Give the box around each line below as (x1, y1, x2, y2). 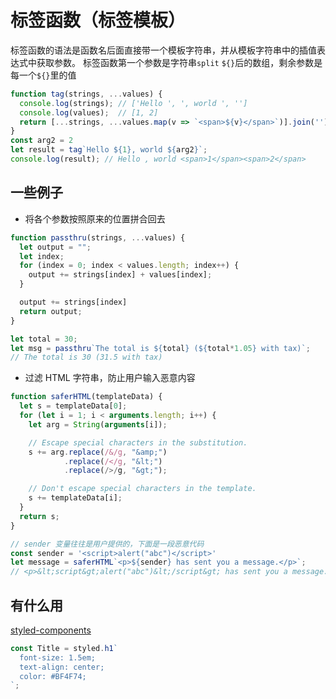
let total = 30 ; (10, 334, 78, 344)
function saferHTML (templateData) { (10, 392, 163, 402)
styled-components (10, 624, 92, 636)
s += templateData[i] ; (28, 493, 123, 503)
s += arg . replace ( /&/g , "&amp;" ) (28, 447, 168, 457)
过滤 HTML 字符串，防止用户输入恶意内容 (24, 372, 196, 384)
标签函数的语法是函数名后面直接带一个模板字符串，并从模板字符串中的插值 (10, 44, 317, 56)
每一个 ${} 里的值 (10, 69, 77, 81)
